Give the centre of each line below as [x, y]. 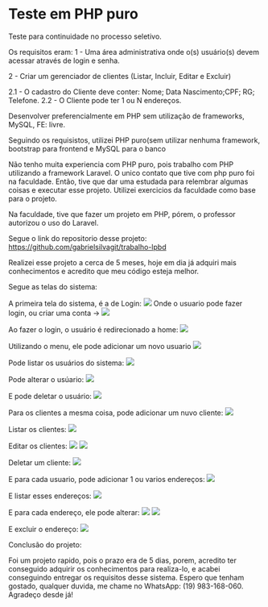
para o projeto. [33, 198]
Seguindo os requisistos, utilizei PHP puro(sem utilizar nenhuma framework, [134, 140]
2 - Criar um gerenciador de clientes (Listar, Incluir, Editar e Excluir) [120, 76]
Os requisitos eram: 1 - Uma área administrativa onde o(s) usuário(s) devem [134, 52]
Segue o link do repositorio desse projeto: [78, 238]
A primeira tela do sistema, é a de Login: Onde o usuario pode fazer [126, 303]
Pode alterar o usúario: [46, 379]
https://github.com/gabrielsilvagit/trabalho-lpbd [87, 247]
